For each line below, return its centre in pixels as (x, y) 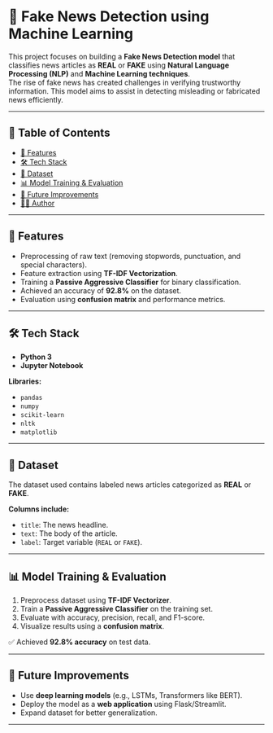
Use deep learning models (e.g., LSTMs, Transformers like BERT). (131, 695)
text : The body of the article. (69, 533)
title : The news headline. (64, 525)
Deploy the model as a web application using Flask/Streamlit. (123, 704)
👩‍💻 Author (37, 203)
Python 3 (36, 357)
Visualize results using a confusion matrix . (92, 626)
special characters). (54, 265)
